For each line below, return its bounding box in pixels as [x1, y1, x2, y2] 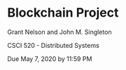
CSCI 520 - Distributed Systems [7, 41, 99, 49]
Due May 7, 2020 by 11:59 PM [7, 54, 92, 63]
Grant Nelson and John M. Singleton [7, 28, 112, 36]
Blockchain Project [7, 5, 119, 21]
